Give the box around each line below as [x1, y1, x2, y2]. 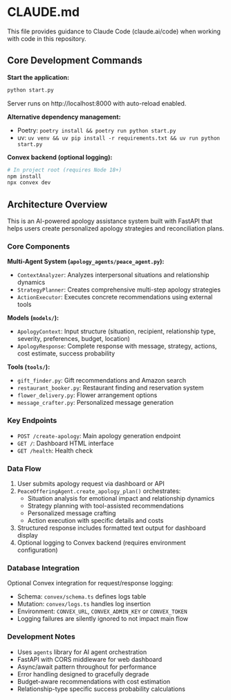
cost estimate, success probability [17, 349, 115, 358]
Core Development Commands [7, 55, 143, 67]
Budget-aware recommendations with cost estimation [17, 677, 171, 685]
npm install [7, 173, 41, 180]
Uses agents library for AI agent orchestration [17, 647, 147, 656]
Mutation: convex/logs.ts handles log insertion [17, 600, 151, 608]
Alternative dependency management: [7, 112, 121, 121]
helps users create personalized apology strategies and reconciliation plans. [7, 224, 225, 233]
